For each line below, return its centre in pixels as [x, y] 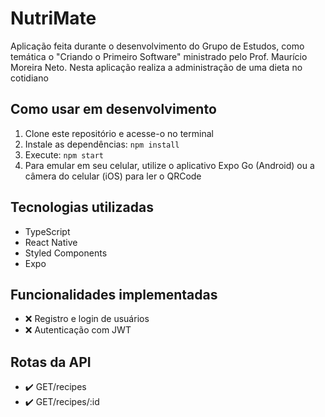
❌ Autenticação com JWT [78, 330]
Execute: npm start [64, 154]
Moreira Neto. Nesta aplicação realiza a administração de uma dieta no [156, 67]
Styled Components [66, 253]
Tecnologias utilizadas [82, 207]
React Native [51, 242]
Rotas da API [51, 362]
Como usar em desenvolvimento [113, 109]
